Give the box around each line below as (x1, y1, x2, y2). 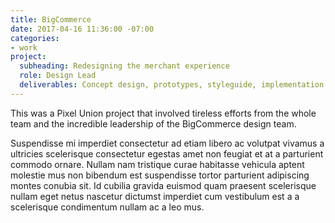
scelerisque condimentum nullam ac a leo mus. (10, 201, 205, 213)
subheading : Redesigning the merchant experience (19, 61, 230, 71)
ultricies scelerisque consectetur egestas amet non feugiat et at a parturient (10, 147, 324, 160)
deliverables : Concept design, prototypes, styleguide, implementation (19, 80, 325, 90)
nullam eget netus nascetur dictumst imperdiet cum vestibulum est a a (10, 190, 300, 202)
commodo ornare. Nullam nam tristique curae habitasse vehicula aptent (10, 158, 305, 170)
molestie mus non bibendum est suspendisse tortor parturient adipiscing (10, 169, 310, 181)
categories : (10, 33, 60, 43)
